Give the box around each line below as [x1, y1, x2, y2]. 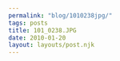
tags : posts [8, 19, 48, 27]
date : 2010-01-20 [8, 33, 66, 42]
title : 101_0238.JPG [8, 26, 78, 34]
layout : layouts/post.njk [8, 41, 94, 49]
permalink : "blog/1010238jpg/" [8, 11, 113, 20]
